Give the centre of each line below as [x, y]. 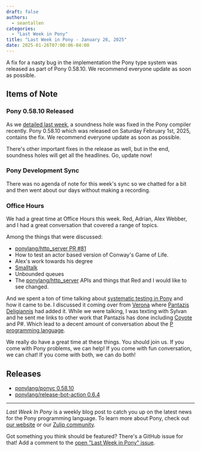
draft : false [22, 12]
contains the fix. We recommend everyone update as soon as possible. [94, 137]
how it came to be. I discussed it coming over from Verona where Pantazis [98, 305]
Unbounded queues [39, 274]
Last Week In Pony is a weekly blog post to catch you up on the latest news [99, 412]
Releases [24, 374]
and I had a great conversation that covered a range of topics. [82, 225]
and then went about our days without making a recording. [78, 190]
